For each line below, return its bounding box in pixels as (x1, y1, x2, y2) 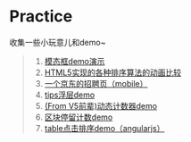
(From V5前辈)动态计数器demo (44, 100, 158, 111)
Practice (9, 6, 73, 27)
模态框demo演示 (44, 55, 105, 66)
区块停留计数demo (44, 112, 113, 122)
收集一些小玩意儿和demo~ (9, 37, 106, 47)
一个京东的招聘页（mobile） (44, 78, 148, 88)
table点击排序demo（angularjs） (44, 122, 165, 133)
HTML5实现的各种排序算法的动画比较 (44, 67, 181, 78)
